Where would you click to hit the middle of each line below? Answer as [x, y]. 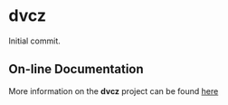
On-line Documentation [76, 69]
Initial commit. [34, 41]
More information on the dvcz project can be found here [114, 91]
